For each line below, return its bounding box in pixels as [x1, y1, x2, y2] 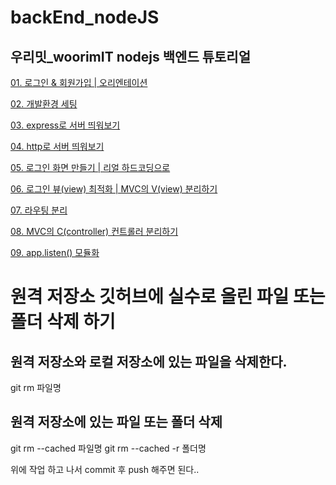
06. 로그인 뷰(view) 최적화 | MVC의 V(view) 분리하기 [10, 183, 218, 195]
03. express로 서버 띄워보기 [10, 119, 121, 131]
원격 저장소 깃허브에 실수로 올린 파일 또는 [10, 286, 326, 308]
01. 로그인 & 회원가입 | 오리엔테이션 [10, 77, 148, 88]
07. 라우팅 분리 [10, 204, 68, 216]
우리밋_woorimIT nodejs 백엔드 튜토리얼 [10, 48, 252, 65]
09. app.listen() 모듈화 [10, 247, 100, 258]
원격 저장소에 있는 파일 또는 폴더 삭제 [10, 414, 223, 431]
